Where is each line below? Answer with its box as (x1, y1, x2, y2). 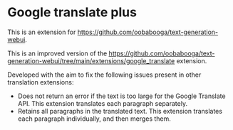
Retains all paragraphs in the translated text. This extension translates (17, 107, 223, 115)
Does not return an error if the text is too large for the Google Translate (17, 92, 226, 100)
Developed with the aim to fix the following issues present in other (7, 70, 202, 79)
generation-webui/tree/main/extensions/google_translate (7, 56, 175, 65)
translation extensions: (7, 77, 74, 86)
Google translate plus (7, 4, 138, 21)
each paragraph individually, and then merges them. (17, 114, 171, 123)
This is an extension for (7, 28, 76, 36)
